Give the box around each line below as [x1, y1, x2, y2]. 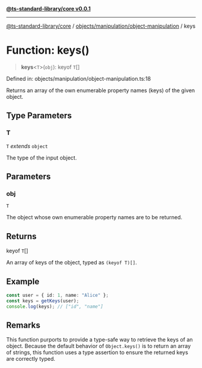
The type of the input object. [6, 154, 77, 161]
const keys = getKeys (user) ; [6, 298, 79, 304]
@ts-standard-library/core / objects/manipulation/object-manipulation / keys [6, 22, 196, 30]
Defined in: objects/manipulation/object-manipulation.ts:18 [6, 75, 151, 82]
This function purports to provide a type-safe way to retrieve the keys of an [6, 336, 194, 343]
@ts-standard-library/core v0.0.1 [6, 5, 91, 12]
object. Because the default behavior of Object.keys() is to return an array [6, 343, 191, 350]
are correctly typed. [6, 355, 55, 363]
